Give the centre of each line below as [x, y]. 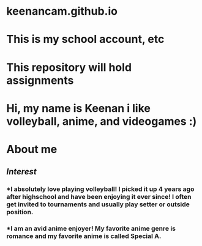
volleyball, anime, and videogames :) [102, 121]
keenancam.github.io [62, 11]
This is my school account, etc [85, 39]
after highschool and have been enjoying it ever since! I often [99, 197]
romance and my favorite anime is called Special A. [84, 236]
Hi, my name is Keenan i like [79, 108]
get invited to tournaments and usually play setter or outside [98, 204]
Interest [21, 172]
